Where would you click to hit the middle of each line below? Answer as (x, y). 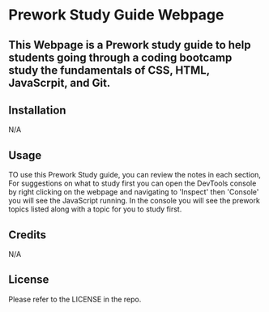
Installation (37, 110)
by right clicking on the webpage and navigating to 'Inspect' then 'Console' (134, 192)
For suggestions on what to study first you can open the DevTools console (132, 183)
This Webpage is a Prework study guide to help (130, 45)
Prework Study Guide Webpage (116, 15)
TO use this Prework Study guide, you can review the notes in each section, (135, 175)
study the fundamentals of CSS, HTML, (109, 70)
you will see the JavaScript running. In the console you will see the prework (134, 201)
